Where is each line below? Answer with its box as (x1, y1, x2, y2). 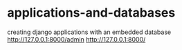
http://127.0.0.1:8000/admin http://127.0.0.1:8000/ (7, 35, 146, 43)
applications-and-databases (7, 5, 176, 21)
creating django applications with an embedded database (7, 28, 172, 36)
